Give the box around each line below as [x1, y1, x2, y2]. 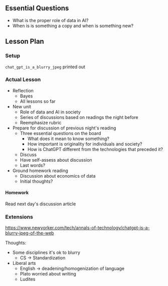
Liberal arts [12, 260, 36, 266]
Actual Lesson [5, 76, 41, 83]
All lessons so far [20, 98, 56, 104]
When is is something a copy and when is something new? [12, 23, 134, 29]
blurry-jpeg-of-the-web [5, 230, 54, 236]
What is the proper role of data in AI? [12, 17, 89, 23]
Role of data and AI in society [20, 109, 81, 115]
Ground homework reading [12, 168, 69, 174]
